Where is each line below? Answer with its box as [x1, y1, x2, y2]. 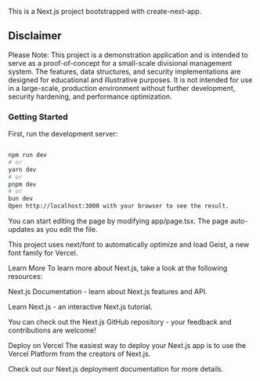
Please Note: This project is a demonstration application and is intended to [8, 50, 248, 60]
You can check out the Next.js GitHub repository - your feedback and [8, 317, 233, 327]
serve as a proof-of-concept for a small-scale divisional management [8, 58, 233, 67]
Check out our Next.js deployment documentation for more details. [8, 365, 224, 374]
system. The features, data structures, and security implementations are [8, 67, 241, 76]
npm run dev [8, 151, 47, 159]
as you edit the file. [36, 225, 98, 234]
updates [8, 225, 35, 234]
